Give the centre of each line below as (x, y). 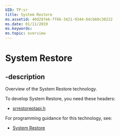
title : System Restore (29, 15)
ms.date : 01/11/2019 (27, 24)
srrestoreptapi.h (29, 108)
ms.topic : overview (25, 33)
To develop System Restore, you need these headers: (60, 98)
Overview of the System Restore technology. (51, 89)
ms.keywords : (19, 29)
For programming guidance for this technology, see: (59, 118)
